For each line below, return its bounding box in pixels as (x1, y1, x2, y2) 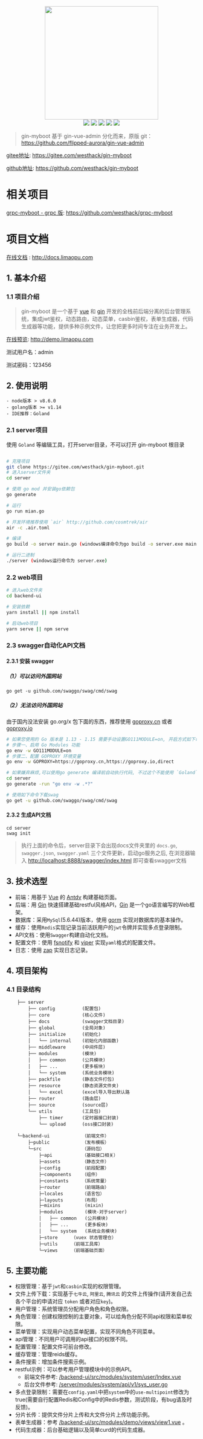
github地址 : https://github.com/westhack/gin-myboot (6, 164, 139, 172)
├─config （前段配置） (38, 1165, 109, 1171)
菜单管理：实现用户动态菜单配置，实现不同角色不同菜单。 (14, 1328, 158, 1335)
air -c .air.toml (6, 525, 50, 531)
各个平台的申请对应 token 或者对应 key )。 (14, 1298, 117, 1305)
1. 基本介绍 (6, 273, 47, 283)
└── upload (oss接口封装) (38, 1121, 114, 1128)
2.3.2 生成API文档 (6, 811, 51, 818)
